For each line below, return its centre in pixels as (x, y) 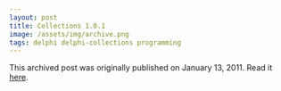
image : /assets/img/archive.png (69, 34)
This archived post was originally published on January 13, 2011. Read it (141, 68)
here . (19, 78)
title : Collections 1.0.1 (57, 26)
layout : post (33, 17)
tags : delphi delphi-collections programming (95, 42)
